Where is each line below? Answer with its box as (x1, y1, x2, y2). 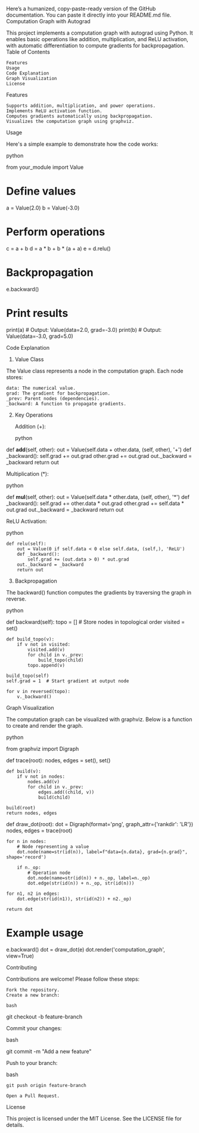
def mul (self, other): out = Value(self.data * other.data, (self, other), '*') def (6, 493, 189, 500)
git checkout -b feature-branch (6, 1013, 83, 1020)
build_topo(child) (38, 657, 84, 663)
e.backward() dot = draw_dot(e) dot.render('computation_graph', (6, 946, 166, 953)
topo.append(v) (27, 662, 66, 668)
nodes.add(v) (27, 778, 60, 784)
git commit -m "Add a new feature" (6, 1048, 92, 1055)
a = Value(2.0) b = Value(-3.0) (6, 204, 80, 211)
